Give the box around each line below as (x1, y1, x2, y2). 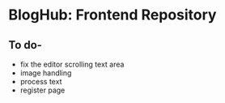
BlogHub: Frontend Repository (8, 6, 217, 24)
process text (19, 77, 62, 86)
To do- (8, 38, 43, 52)
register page (19, 85, 66, 95)
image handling (19, 68, 72, 78)
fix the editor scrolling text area (19, 59, 125, 69)
